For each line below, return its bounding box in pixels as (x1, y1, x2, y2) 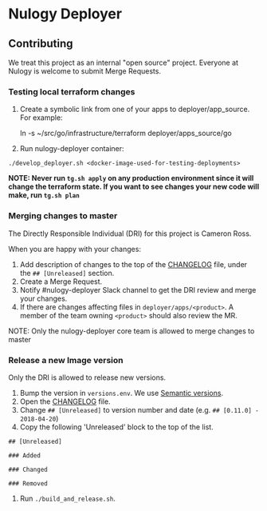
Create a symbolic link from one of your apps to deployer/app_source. (19, 105, 250, 114)
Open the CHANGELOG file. (19, 397, 111, 406)
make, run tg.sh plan (8, 190, 80, 200)
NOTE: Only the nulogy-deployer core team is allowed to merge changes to (8, 325, 255, 336)
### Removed (8, 479, 48, 488)
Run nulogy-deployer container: (19, 144, 125, 154)
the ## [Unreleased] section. (19, 268, 115, 277)
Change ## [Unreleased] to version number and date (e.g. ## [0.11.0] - (19, 405, 259, 414)
